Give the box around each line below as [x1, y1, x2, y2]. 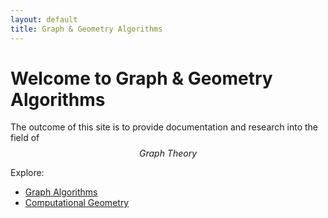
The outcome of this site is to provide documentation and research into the [10, 121, 318, 133]
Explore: [10, 167, 45, 179]
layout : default [10, 14, 78, 25]
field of [10, 132, 40, 144]
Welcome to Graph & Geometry [10, 67, 273, 90]
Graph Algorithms [24, 186, 98, 198]
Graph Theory [138, 147, 198, 160]
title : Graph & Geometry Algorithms [10, 24, 163, 34]
